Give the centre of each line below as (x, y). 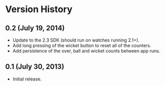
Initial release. (27, 79)
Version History (39, 9)
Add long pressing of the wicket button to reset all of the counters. (82, 46)
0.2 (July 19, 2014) (35, 28)
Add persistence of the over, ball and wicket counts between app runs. (86, 51)
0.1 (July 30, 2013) (35, 67)
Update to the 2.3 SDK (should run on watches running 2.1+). (76, 40)
